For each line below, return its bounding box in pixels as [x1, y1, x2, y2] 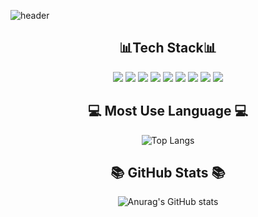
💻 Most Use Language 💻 [88, 103, 248, 120]
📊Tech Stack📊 [119, 40, 217, 57]
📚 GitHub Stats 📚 [110, 165, 226, 182]
